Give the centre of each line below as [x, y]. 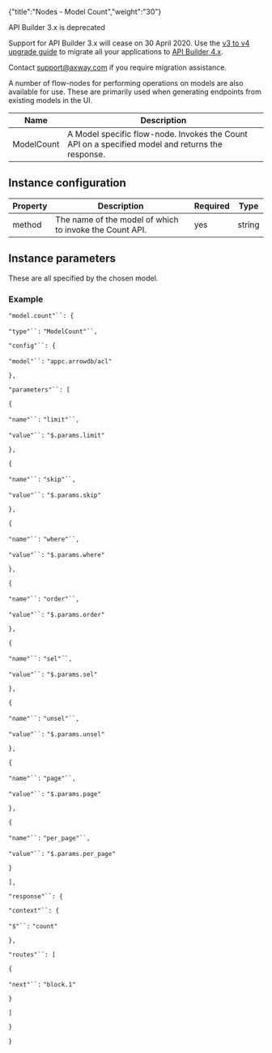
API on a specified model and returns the [145, 144]
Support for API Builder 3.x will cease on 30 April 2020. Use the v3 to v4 [129, 43]
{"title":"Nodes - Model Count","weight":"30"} [85, 12]
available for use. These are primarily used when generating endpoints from [135, 92]
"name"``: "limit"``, [44, 419]
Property [30, 206]
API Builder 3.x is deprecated [57, 27]
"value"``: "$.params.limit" [57, 435]
